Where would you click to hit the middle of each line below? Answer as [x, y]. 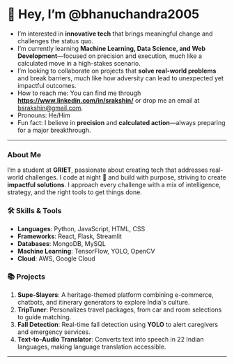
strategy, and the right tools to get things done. [75, 192]
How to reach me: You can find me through [79, 93]
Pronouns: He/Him [44, 115]
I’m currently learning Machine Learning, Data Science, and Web [111, 48]
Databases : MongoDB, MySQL [62, 243]
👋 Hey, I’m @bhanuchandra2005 [103, 14]
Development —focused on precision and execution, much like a [110, 56]
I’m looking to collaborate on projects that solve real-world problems [117, 71]
